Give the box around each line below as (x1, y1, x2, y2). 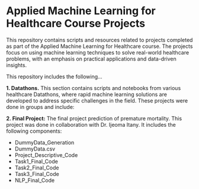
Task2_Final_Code (14, 164, 59, 171)
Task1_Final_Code (14, 158, 58, 165)
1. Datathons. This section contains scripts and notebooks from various (6, 84, 181, 91)
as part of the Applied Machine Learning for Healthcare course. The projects (6, 43, 193, 50)
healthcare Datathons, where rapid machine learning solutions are (6, 91, 168, 98)
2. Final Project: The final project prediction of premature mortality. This (6, 114, 182, 122)
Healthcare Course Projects (6, 17, 146, 30)
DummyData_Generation (14, 139, 75, 146)
